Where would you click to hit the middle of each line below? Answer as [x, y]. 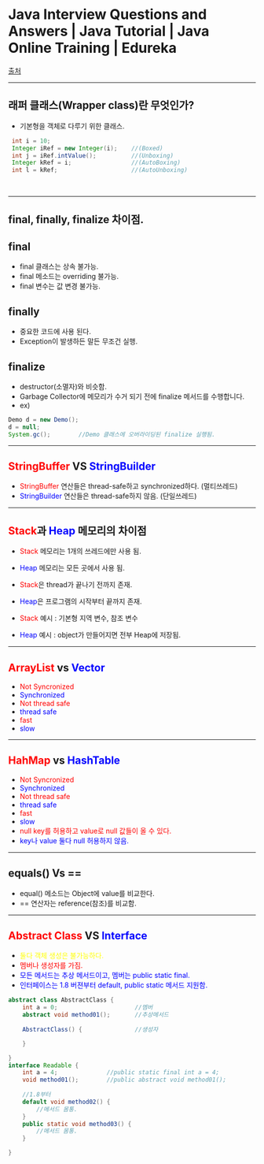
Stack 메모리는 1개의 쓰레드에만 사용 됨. [80, 551]
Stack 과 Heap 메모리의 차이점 [77, 531]
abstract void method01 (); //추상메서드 [95, 1015]
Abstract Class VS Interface [78, 936]
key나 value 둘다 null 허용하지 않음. [74, 840]
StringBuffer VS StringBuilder [82, 466]
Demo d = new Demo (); [44, 419]
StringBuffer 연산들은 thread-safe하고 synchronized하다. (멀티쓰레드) [128, 486]
